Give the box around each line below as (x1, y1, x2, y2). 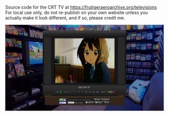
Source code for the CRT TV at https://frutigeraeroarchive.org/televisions (5, 4, 157, 10)
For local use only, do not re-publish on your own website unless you (5, 9, 148, 15)
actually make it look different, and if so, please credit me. (5, 15, 125, 20)
